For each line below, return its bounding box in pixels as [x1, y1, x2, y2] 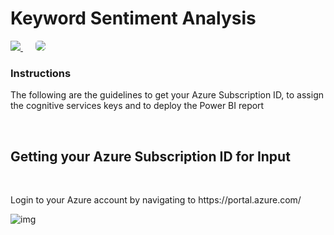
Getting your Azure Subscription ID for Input [10, 148, 291, 165]
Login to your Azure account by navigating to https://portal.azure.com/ [10, 194, 302, 206]
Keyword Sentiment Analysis [10, 7, 257, 30]
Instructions [10, 66, 72, 80]
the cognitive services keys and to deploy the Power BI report [10, 100, 265, 112]
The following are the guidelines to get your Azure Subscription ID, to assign [10, 89, 325, 101]
